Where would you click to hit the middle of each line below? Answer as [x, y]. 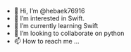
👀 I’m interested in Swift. [49, 18]
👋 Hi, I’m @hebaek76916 [49, 11]
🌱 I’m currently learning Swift [56, 26]
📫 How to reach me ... [46, 41]
